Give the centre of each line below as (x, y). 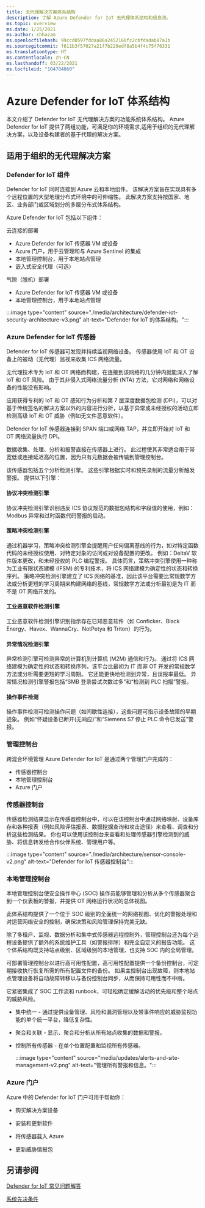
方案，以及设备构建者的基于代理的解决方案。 (67, 135)
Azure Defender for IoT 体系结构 (88, 101)
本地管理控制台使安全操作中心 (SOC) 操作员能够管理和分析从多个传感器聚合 (101, 893)
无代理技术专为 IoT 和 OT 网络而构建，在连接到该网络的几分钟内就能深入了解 (103, 372)
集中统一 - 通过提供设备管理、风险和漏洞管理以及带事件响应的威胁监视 (103, 1012)
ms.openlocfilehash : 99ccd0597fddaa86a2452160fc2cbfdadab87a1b (88, 40)
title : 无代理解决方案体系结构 (41, 12)
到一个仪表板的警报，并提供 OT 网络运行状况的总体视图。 (78, 901)
